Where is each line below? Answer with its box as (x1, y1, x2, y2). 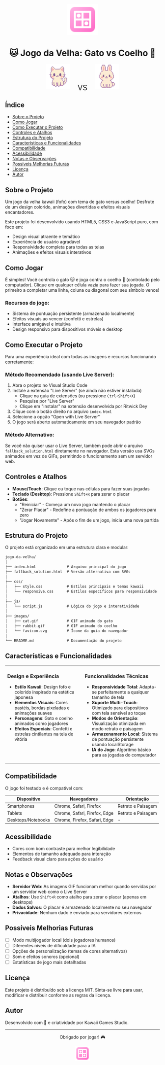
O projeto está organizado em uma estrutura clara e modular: (5, 545, 129, 550)
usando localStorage (91, 742, 134, 748)
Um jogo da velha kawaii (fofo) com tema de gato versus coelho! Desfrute (5, 199, 155, 205)
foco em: (5, 224, 23, 230)
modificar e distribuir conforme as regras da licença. (5, 992, 111, 998)
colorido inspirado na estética (14, 689, 75, 695)
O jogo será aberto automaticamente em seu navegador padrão (12, 419, 141, 425)
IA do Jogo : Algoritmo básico (91, 747, 151, 753)
